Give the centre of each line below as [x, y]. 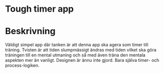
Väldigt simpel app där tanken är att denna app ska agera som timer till [77, 45]
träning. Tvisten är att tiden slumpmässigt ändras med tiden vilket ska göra [81, 50]
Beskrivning [30, 31]
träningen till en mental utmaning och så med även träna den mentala [75, 55]
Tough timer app [39, 9]
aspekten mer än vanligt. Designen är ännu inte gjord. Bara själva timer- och [82, 60]
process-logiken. [22, 65]
